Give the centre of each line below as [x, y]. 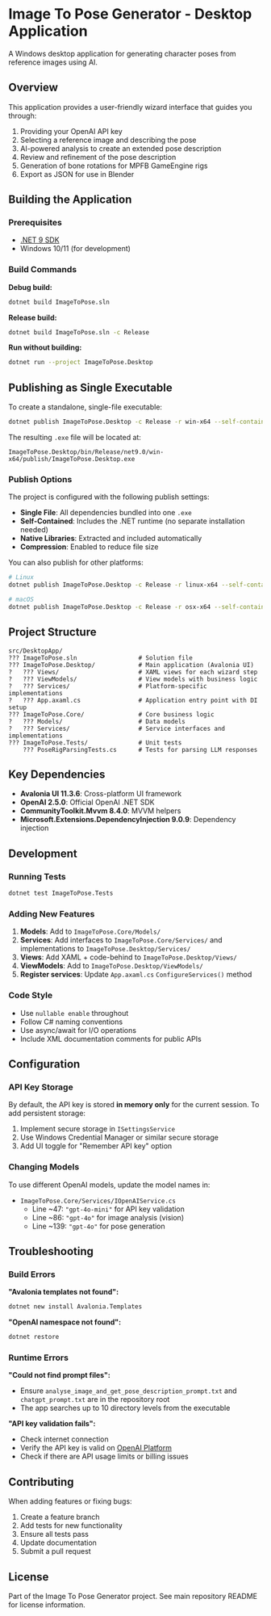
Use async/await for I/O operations [78, 1030]
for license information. [47, 1605]
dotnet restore [34, 1337]
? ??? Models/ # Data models [97, 721]
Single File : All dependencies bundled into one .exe [106, 513]
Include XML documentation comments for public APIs [110, 1039]
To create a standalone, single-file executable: [85, 407]
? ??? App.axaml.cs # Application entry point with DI [133, 700]
